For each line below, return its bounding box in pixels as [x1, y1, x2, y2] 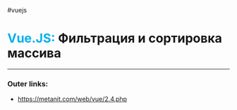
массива [7, 46, 61, 62]
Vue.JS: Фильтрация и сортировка [7, 31, 222, 46]
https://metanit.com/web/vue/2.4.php [17, 95, 128, 104]
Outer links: [7, 78, 49, 88]
